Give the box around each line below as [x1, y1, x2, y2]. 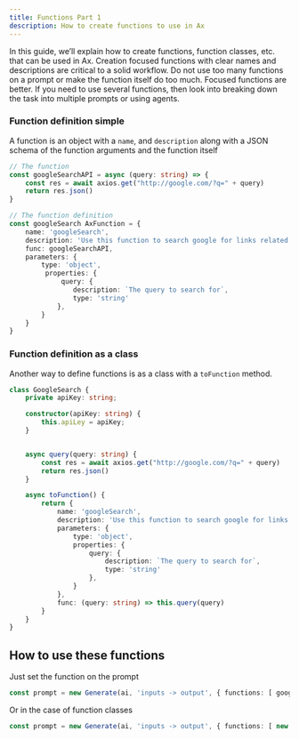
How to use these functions [9, 647, 166, 663]
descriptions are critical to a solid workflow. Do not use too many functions [9, 64, 284, 76]
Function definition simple [9, 115, 125, 127]
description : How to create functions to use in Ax [9, 21, 205, 30]
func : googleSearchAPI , [25, 244, 114, 253]
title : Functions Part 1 [9, 12, 101, 22]
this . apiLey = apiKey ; [41, 418, 125, 427]
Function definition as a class [9, 348, 139, 360]
